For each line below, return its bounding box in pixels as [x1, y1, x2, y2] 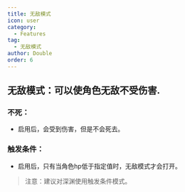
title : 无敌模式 [7, 10, 51, 18]
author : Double [7, 50, 53, 57]
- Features [14, 30, 46, 38]
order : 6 [7, 57, 33, 64]
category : [7, 23, 37, 30]
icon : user [7, 17, 40, 24]
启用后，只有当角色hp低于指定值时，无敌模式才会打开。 [17, 162, 181, 170]
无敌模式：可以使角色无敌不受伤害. [7, 84, 161, 96]
